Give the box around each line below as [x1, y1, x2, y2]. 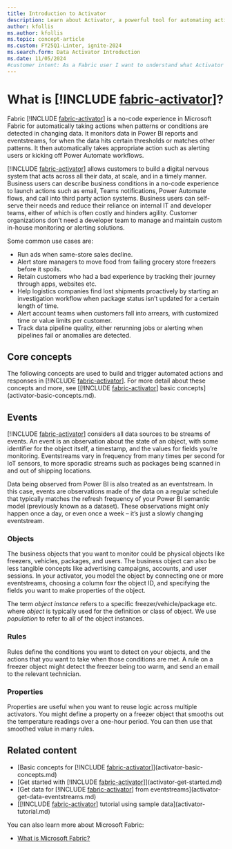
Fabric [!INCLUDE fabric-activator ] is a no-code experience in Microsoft [7, 114, 212, 122]
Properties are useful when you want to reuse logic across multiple [7, 703, 197, 711]
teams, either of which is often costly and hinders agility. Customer [7, 208, 198, 217]
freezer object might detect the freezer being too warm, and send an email [7, 662, 220, 670]
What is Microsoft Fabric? [17, 834, 90, 842]
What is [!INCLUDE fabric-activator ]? [7, 91, 224, 107]
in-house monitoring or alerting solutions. [7, 223, 126, 232]
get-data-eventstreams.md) [17, 792, 97, 801]
